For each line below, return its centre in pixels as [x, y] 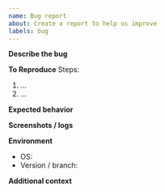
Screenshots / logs [41, 126]
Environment [30, 141]
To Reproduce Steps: [44, 70]
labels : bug [28, 31]
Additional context [40, 181]
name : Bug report [38, 16]
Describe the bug [38, 54]
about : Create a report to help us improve [83, 23]
